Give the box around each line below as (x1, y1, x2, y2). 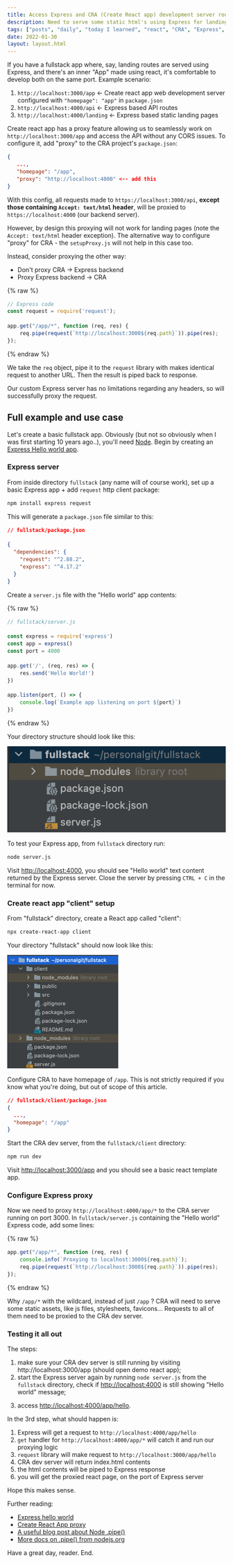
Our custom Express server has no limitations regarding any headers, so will (7, 384, 225, 392)
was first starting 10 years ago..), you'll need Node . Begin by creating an (7, 437, 214, 446)
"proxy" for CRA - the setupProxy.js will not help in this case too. (7, 239, 193, 247)
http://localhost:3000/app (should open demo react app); (17, 1366, 182, 1374)
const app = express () (7, 640, 73, 647)
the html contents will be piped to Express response (17, 1465, 166, 1474)
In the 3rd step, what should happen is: (7, 1415, 119, 1424)
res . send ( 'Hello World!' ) (19, 670, 95, 677)
